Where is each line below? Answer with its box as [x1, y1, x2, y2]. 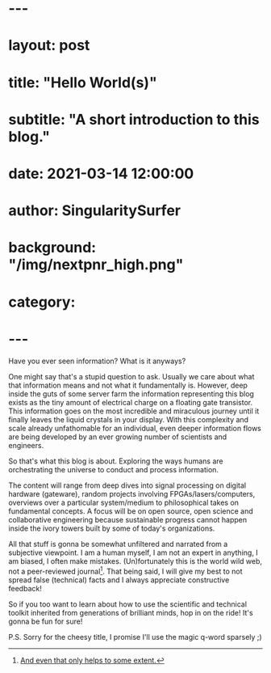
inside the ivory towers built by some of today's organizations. [8, 523, 215, 533]
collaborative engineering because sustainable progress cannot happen [8, 515, 248, 525]
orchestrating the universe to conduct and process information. [8, 465, 219, 475]
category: [8, 293, 76, 311]
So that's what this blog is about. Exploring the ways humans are [8, 456, 223, 466]
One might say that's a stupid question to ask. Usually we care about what [8, 372, 255, 382]
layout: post [8, 36, 90, 55]
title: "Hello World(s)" [8, 73, 157, 91]
